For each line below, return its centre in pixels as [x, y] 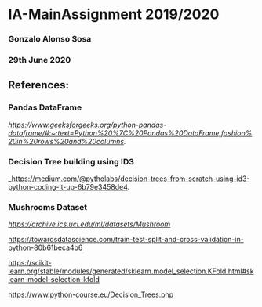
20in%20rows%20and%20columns [66, 141]
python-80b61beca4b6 [45, 247]
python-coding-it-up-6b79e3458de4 [68, 187]
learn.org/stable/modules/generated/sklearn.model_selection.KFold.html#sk [131, 271]
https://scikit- [30, 263]
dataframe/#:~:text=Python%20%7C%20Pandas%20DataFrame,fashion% [130, 133]
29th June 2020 [40, 60]
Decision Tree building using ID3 [71, 161]
